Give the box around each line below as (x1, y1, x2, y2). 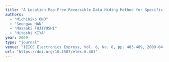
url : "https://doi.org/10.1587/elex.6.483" (5, 49, 98, 54)
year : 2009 (5, 35, 28, 40)
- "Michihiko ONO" (10, 16, 49, 21)
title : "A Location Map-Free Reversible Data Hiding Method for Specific (5, 7, 163, 12)
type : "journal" (5, 40, 39, 45)
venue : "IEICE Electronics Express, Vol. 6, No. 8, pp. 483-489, (5, 44, 145, 49)
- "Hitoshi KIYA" (10, 30, 46, 35)
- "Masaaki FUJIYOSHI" (10, 26, 57, 31)
